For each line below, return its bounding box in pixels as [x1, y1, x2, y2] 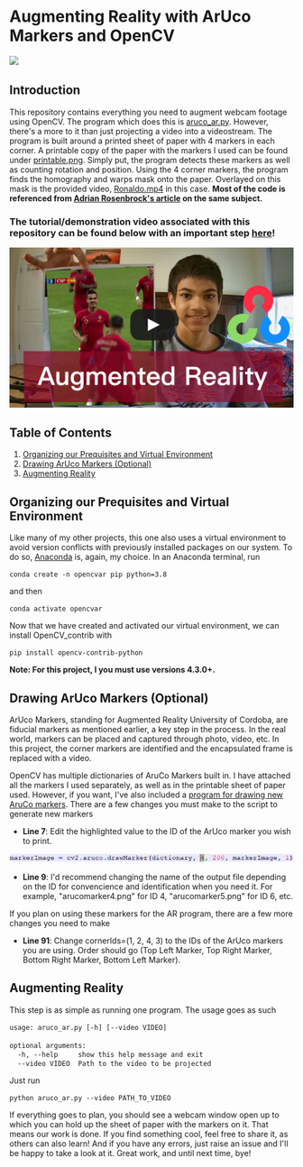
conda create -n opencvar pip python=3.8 [9, 570, 168, 579]
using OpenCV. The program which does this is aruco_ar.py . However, [9, 115, 269, 127]
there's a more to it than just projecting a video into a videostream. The [9, 125, 273, 136]
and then [9, 586, 42, 597]
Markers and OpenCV [9, 25, 176, 46]
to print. [22, 835, 52, 846]
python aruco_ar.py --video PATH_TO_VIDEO [9, 1093, 171, 1102]
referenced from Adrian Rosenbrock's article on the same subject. [9, 192, 263, 204]
